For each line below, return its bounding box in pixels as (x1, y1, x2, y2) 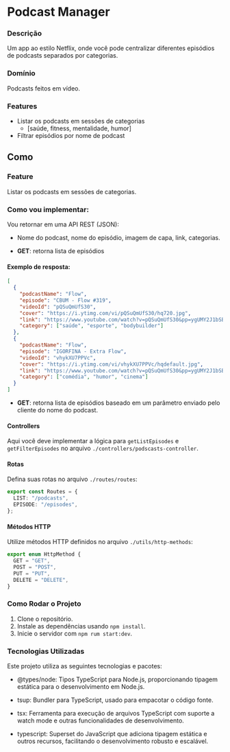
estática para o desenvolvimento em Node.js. (16, 682, 145, 690)
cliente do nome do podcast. (16, 406, 98, 414)
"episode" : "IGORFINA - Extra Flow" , (19, 348, 127, 355)
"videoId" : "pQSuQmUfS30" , (19, 303, 97, 310)
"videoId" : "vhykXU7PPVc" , (19, 354, 97, 361)
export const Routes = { (7, 489, 78, 495)
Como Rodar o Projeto (7, 599, 81, 609)
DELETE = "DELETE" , (13, 576, 69, 583)
